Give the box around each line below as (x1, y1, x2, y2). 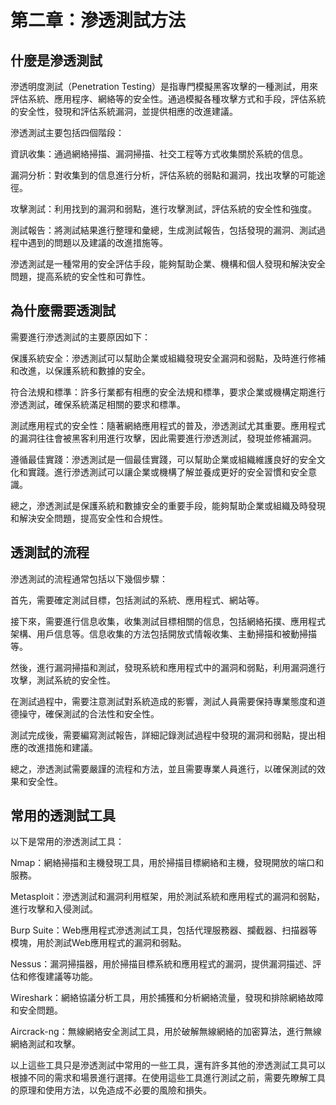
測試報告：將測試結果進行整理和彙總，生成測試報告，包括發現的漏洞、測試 (10, 224, 317, 236)
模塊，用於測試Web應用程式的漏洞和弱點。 (10, 937, 187, 949)
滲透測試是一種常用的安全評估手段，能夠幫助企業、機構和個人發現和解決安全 (10, 258, 326, 270)
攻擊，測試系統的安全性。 (10, 674, 116, 686)
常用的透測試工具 (10, 807, 116, 825)
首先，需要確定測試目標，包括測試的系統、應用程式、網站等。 (10, 594, 265, 606)
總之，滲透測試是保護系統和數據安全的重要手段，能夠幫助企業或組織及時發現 (10, 499, 326, 511)
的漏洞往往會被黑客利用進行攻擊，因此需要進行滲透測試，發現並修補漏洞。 (10, 432, 317, 444)
